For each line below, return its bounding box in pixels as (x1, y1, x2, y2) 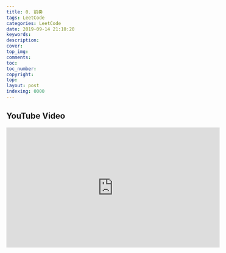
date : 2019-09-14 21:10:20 (6, 26, 75, 32)
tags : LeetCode (6, 15, 45, 21)
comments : (6, 54, 32, 60)
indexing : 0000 (6, 88, 45, 94)
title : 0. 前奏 (6, 9, 43, 15)
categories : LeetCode (6, 20, 62, 26)
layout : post (6, 83, 40, 89)
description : (6, 37, 40, 43)
